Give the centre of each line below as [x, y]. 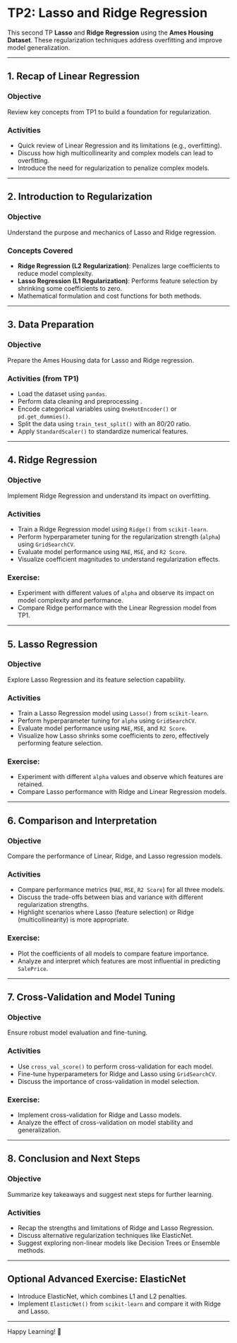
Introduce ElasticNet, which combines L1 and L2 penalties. [102, 1296]
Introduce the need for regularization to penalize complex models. [113, 168]
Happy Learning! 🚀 [35, 1331]
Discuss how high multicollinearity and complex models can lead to [115, 152]
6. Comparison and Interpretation [82, 820]
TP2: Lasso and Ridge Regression [108, 13]
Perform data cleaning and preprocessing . [80, 401]
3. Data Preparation [51, 325]
